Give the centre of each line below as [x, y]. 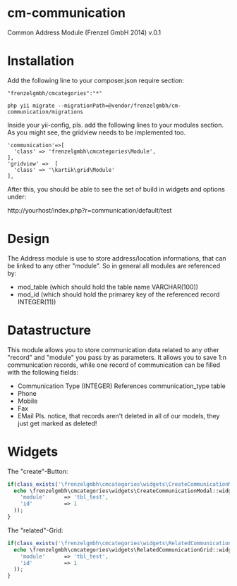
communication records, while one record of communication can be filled [114, 365]
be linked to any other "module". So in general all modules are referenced [114, 266]
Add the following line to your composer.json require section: [96, 80]
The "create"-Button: [38, 471]
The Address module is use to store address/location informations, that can [117, 258]
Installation [41, 61]
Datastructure [49, 330]
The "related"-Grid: [35, 530]
